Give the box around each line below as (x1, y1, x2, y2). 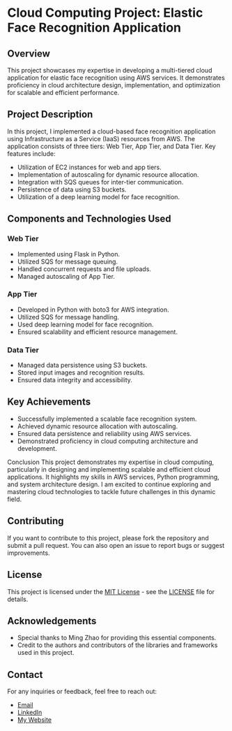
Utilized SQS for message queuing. (17, 257, 118, 266)
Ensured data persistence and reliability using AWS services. (17, 429, 192, 437)
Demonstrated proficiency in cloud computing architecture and (17, 437, 199, 445)
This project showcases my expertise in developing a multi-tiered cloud (7, 66, 212, 74)
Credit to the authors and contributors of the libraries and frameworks (17, 641, 218, 649)
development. (17, 444, 57, 452)
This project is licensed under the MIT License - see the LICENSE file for (7, 587, 215, 595)
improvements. (7, 549, 50, 557)
